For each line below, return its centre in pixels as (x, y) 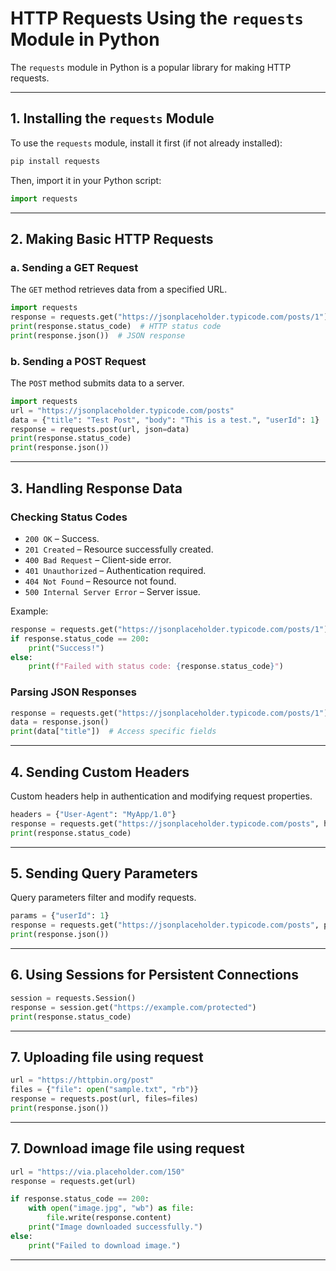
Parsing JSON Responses (73, 692)
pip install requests (55, 161)
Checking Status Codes (69, 517)
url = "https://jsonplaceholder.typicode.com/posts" (122, 410)
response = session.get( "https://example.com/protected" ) (133, 1007)
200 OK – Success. (62, 538)
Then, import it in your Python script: (86, 180)
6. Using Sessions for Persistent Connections (154, 975)
